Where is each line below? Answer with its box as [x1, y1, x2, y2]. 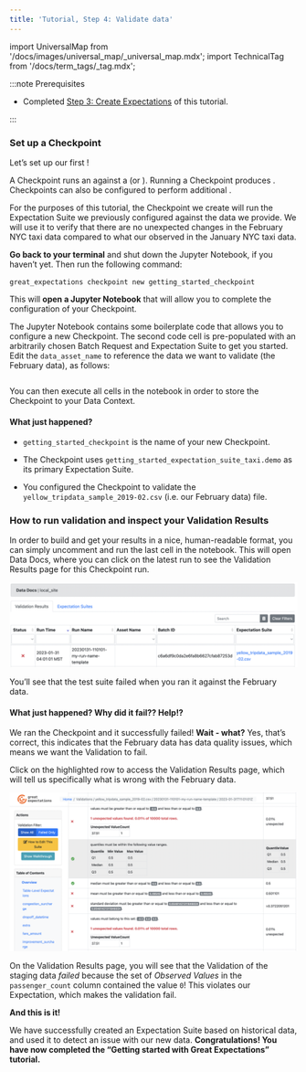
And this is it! [9, 1006, 61, 1018]
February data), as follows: [9, 359, 111, 370]
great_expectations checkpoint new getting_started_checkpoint [9, 277, 256, 287]
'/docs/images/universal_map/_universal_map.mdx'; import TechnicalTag [9, 50, 285, 61]
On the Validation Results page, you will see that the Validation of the [9, 960, 269, 971]
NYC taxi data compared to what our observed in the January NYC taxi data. [9, 231, 297, 242]
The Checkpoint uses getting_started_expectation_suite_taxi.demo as [22, 454, 292, 465]
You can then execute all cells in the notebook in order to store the [9, 385, 259, 397]
